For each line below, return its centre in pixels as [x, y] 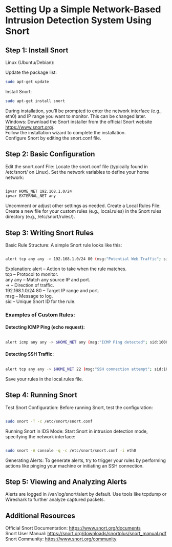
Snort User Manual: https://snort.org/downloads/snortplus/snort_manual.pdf [86, 534]
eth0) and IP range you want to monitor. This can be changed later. [76, 116]
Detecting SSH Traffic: [30, 354]
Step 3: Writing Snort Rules [49, 232]
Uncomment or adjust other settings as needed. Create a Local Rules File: [83, 206]
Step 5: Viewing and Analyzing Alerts [66, 482]
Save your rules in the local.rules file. [44, 379]
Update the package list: [31, 72]
